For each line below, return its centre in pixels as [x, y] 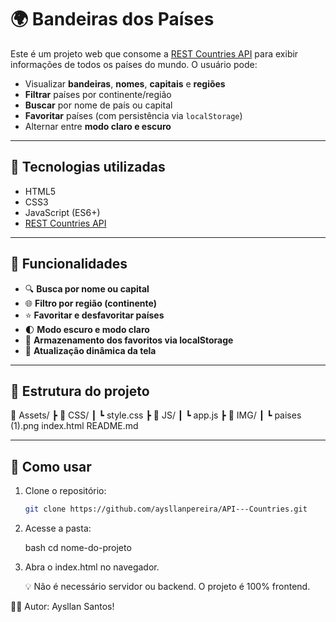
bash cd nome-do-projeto [78, 548]
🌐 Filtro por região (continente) [90, 303]
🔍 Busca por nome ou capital [87, 288]
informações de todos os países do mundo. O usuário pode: [134, 64]
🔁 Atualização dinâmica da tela [90, 350]
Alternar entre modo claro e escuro [98, 126]
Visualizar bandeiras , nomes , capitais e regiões [125, 83]
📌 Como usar [51, 466]
